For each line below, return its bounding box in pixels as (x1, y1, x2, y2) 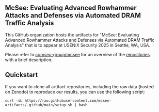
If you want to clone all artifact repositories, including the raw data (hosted (5, 83, 154, 89)
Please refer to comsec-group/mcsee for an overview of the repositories (5, 51, 150, 57)
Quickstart (5, 71, 38, 79)
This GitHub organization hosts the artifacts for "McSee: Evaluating (5, 32, 139, 38)
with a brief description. (5, 57, 53, 63)
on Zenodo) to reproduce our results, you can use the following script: (5, 89, 145, 95)
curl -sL (5, 98, 23, 103)
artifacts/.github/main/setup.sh (5, 102, 73, 107)
